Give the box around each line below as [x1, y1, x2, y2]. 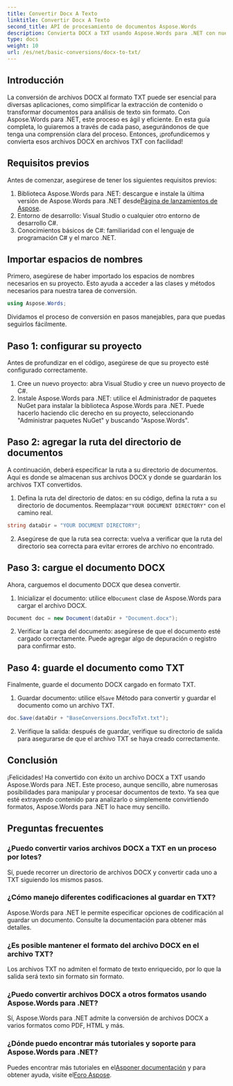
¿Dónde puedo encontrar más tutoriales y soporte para [7, 1039, 196, 1049]
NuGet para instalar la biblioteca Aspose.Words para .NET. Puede [17, 402, 205, 409]
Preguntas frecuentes [7, 823, 104, 835]
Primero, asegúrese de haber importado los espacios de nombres [7, 272, 195, 280]
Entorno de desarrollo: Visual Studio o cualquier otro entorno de [17, 211, 200, 219]
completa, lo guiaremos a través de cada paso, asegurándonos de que [7, 122, 209, 130]
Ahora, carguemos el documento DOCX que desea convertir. [7, 580, 181, 588]
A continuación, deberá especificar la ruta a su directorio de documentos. [7, 466, 218, 474]
